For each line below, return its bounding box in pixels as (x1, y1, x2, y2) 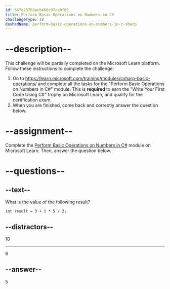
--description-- (5, 44, 72, 55)
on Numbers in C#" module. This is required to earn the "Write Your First (12, 86, 165, 92)
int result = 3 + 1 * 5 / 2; (5, 209, 67, 214)
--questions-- (5, 165, 65, 177)
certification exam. (12, 97, 52, 103)
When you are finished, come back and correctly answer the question (12, 102, 158, 109)
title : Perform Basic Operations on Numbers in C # (5, 12, 114, 17)
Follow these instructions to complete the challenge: (5, 65, 114, 71)
